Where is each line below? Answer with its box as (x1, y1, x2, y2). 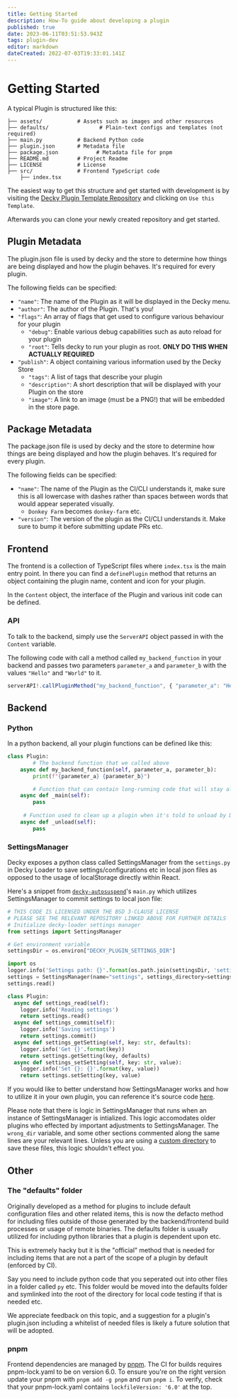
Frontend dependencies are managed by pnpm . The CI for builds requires (7, 1360, 222, 1369)
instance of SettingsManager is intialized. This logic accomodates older (7, 1114, 216, 1123)
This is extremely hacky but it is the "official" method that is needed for (7, 1245, 215, 1254)
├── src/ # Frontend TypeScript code (7, 168, 160, 175)
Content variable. (7, 640, 57, 648)
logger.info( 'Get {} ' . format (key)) (20, 1045, 125, 1053)
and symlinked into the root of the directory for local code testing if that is (7, 1289, 222, 1298)
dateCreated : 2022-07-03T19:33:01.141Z (7, 50, 125, 58)
